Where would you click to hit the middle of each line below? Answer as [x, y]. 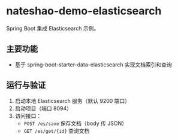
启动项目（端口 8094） [43, 108]
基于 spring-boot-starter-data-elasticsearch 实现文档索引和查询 [93, 65]
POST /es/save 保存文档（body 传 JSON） [76, 123]
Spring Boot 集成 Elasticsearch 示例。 [53, 28]
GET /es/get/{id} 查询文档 [57, 130]
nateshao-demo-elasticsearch [84, 11]
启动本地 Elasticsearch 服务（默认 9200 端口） [73, 101]
